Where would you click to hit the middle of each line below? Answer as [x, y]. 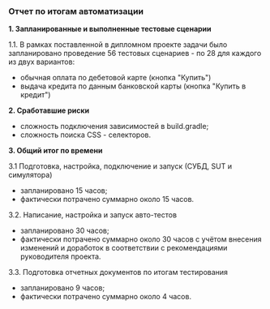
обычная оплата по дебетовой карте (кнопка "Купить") [116, 78]
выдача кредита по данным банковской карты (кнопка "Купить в [133, 86]
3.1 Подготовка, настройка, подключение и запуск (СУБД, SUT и [120, 166]
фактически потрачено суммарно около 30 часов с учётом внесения [141, 239]
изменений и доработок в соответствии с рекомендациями [124, 248]
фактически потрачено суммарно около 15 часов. [107, 200]
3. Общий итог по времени [56, 151]
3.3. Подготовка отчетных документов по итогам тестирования [118, 273]
